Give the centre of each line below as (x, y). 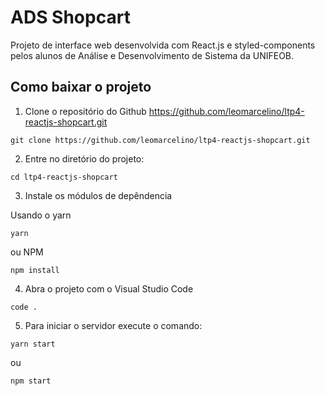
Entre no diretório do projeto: (84, 158)
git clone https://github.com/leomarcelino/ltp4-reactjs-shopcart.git (160, 140)
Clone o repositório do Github (85, 111)
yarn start (33, 344)
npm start (31, 381)
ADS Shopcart (70, 17)
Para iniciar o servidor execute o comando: (113, 325)
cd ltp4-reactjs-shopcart (64, 177)
